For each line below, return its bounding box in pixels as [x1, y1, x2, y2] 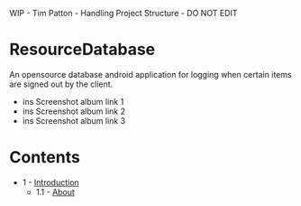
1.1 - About [35, 186, 75, 197]
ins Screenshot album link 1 [22, 96, 124, 107]
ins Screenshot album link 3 [22, 115, 126, 126]
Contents [9, 147, 81, 168]
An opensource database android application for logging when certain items [9, 69, 292, 80]
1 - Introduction [22, 176, 79, 188]
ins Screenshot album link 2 [22, 106, 126, 117]
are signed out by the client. [9, 79, 114, 89]
